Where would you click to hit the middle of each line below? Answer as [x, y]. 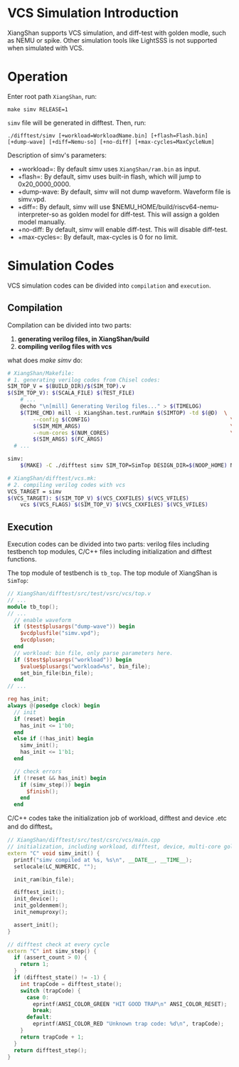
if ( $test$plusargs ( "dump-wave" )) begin [74, 627]
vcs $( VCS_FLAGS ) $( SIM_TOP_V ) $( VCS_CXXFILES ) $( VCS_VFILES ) [114, 505]
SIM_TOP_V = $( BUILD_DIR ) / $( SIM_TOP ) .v [67, 387]
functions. [22, 559]
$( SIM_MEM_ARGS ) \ [133, 426]
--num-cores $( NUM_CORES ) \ [133, 433]
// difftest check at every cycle [59, 945]
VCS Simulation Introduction [93, 13]
